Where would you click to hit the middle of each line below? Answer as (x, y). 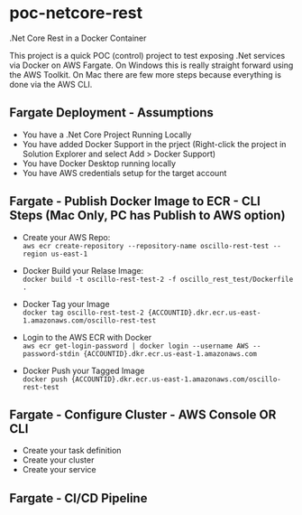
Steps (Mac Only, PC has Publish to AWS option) (147, 215)
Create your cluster (58, 460)
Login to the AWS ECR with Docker (87, 337)
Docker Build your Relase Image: (83, 270)
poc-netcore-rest (76, 13)
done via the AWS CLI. (51, 84)
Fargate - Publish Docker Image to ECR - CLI (135, 201)
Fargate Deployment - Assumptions (112, 112)
